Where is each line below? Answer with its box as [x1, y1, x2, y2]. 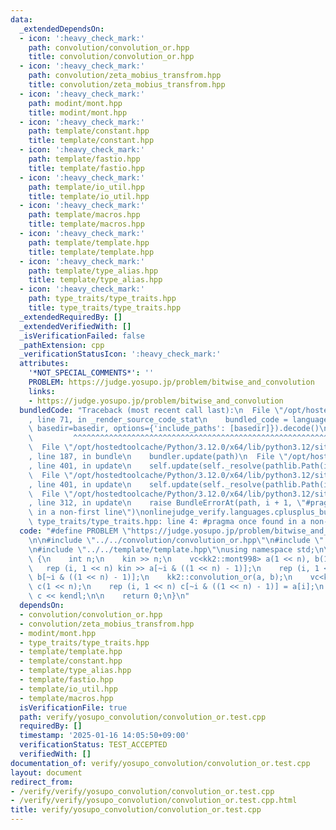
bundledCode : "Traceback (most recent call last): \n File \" [19, 405, 284, 415]
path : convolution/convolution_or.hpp [28, 42, 190, 53]
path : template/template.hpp [28, 237, 150, 248]
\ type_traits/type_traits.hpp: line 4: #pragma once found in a [28, 517, 307, 527]
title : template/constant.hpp [28, 136, 155, 146]
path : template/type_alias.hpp [28, 266, 159, 276]
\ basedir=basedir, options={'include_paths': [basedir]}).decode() [28, 424, 320, 434]
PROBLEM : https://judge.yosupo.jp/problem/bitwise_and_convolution [28, 377, 315, 387]
